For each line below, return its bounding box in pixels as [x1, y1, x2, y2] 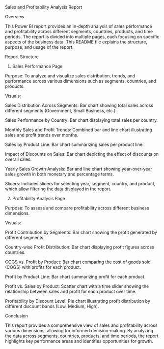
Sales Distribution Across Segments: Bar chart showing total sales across [5, 103, 154, 108]
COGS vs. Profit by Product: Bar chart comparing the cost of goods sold [5, 259, 151, 265]
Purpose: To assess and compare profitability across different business [5, 205, 149, 211]
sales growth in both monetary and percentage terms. [5, 171, 114, 177]
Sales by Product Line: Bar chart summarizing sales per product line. [5, 141, 144, 147]
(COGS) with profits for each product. [5, 264, 81, 270]
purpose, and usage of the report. [5, 44, 74, 50]
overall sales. [5, 156, 32, 162]
